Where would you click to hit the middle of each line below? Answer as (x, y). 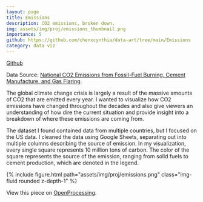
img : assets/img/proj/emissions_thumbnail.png (66, 29)
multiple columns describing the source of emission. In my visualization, (96, 143)
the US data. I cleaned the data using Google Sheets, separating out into (96, 136)
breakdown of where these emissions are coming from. (75, 118)
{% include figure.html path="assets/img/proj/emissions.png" (83, 174)
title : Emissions (28, 18)
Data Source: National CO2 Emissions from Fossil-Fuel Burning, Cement (96, 75)
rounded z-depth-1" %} (48, 181)
